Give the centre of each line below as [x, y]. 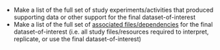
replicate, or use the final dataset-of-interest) [77, 39]
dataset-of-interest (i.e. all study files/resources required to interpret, [111, 32]
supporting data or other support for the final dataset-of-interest [105, 17]
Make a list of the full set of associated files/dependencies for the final [113, 24]
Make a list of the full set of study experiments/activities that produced [113, 10]
